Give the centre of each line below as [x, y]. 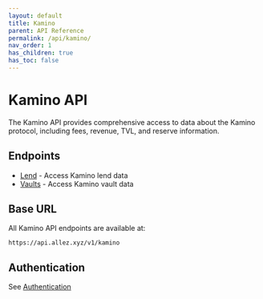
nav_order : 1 [30, 46]
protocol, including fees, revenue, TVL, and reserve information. [114, 131]
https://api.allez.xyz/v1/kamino [64, 243]
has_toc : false [34, 61]
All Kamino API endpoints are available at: [77, 228]
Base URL [33, 209]
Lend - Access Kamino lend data [74, 175]
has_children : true [41, 53]
